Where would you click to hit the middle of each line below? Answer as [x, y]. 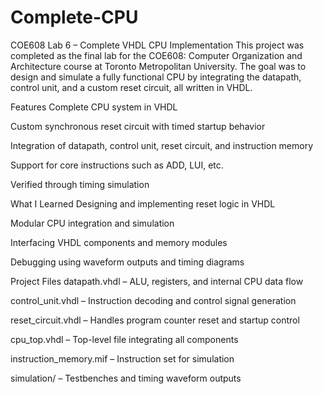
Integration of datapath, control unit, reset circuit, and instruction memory [162, 145]
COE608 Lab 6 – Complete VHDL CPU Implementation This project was [157, 45]
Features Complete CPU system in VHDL [94, 107]
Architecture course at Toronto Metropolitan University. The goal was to [158, 66]
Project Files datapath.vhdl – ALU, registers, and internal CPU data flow [157, 281]
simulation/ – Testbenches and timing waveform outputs [126, 378]
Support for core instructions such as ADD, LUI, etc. [117, 165]
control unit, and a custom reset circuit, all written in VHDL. [131, 87]
